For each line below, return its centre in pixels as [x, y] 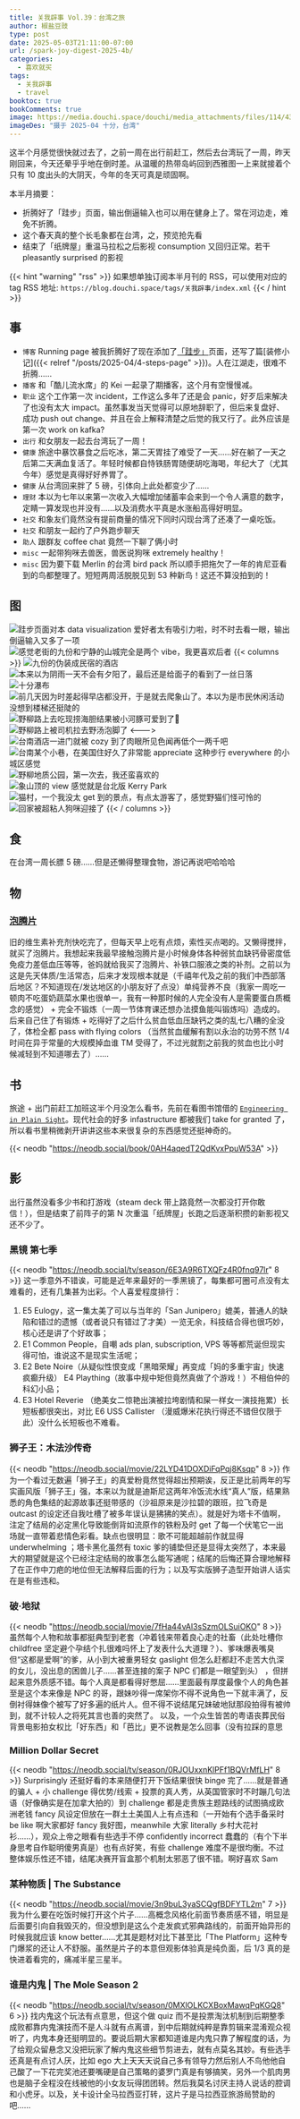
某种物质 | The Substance [65, 1884]
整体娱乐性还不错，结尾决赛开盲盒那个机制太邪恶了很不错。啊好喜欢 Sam [144, 1859]
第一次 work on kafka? [63, 430]
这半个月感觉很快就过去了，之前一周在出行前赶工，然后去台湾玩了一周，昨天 [150, 152]
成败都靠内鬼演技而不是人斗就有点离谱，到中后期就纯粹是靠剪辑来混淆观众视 [150, 2027]
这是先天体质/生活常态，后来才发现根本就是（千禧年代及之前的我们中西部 [144, 975]
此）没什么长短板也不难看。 [73, 1423]
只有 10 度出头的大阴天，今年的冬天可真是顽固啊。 [102, 174]
